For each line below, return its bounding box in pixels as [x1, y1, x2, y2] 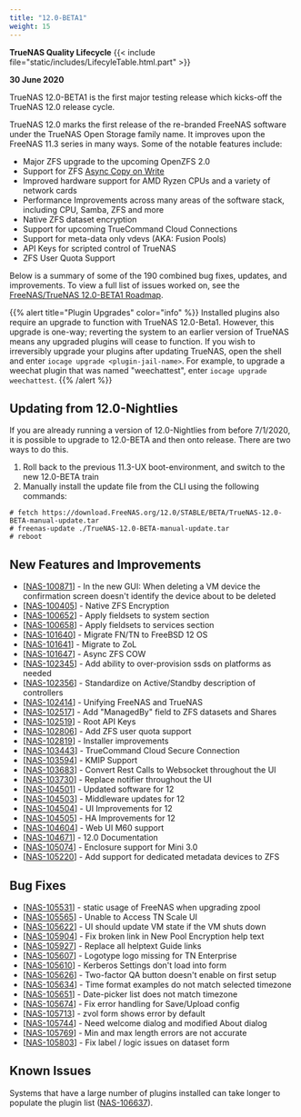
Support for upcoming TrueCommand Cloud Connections [22, 224, 238, 234]
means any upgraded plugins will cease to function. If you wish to [9, 335, 256, 346]
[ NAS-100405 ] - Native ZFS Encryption [22, 601, 170, 612]
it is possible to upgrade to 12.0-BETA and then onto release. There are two [9, 434, 291, 445]
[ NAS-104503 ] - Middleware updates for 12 [22, 793, 186, 804]
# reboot [9, 533, 43, 542]
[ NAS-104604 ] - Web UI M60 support [22, 823, 165, 833]
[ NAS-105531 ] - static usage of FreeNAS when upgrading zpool [22, 902, 261, 913]
